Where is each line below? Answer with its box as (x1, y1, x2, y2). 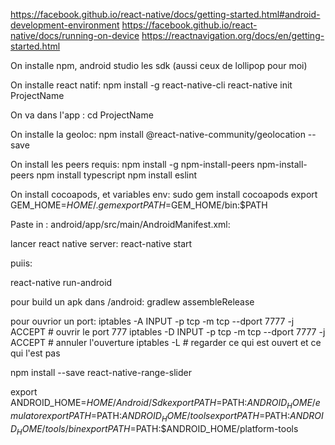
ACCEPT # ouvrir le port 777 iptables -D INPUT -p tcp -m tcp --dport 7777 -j (10, 326, 326, 338)
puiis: (10, 257, 33, 269)
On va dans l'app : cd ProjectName (10, 109, 154, 121)
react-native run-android (10, 277, 113, 288)
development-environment (10, 19, 120, 31)
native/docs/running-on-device (10, 30, 140, 41)
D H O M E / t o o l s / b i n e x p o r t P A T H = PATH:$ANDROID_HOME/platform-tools (10, 422, 299, 437)
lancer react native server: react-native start (10, 238, 193, 249)
